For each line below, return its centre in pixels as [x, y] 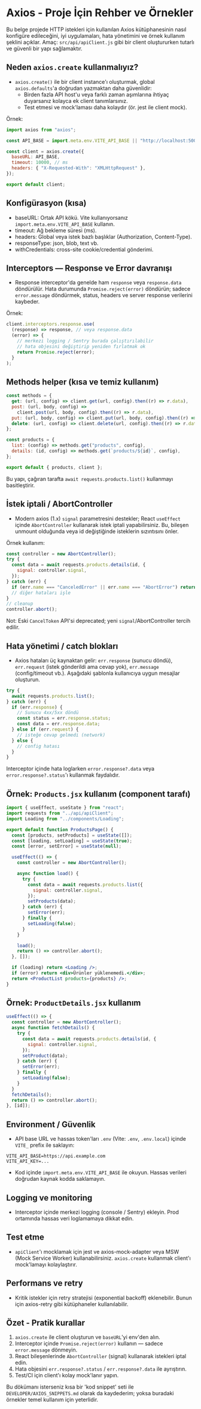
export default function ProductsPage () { [60, 829]
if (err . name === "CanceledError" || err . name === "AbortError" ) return [104, 587]
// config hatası [39, 746]
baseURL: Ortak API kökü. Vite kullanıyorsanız [71, 217]
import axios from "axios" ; [41, 130]
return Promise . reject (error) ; [56, 352]
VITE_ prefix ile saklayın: [45, 1145]
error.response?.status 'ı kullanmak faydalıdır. [63, 775]
